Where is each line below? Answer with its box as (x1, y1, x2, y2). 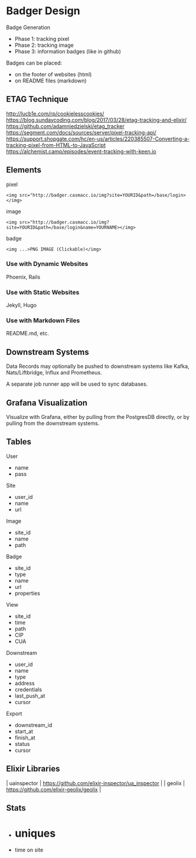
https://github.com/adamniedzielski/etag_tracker (6, 123, 125, 130)
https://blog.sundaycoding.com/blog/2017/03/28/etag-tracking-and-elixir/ (6, 116, 187, 123)
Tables (6, 437, 31, 447)
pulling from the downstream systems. (6, 420, 100, 427)
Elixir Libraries (6, 764, 60, 774)
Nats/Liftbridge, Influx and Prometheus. (6, 369, 102, 376)
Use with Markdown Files (6, 316, 80, 325)
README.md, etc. (6, 330, 49, 337)
